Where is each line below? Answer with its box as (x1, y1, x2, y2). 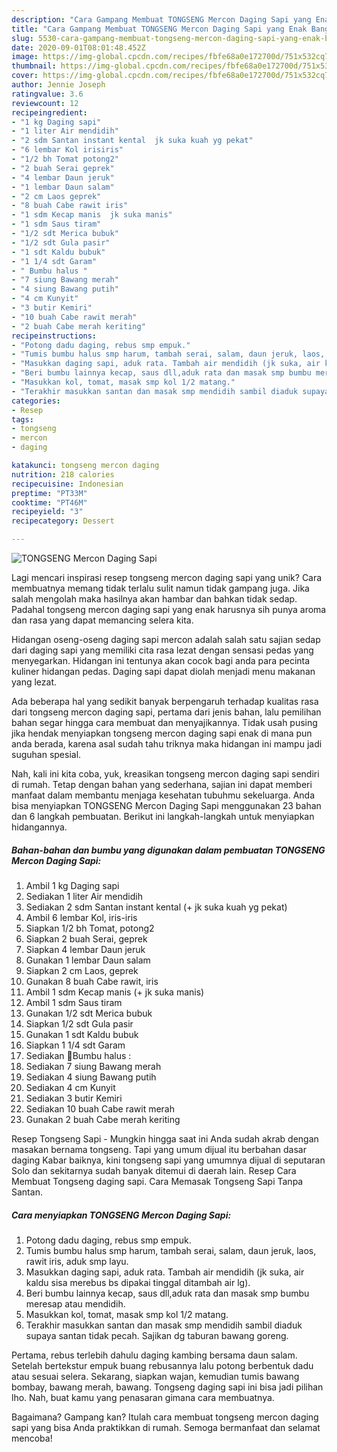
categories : (11, 396, 61, 406)
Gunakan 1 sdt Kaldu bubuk (25, 1028, 139, 1040)
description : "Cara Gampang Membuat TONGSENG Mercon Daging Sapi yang (11, 14, 312, 25)
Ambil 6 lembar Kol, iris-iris (25, 911, 138, 923)
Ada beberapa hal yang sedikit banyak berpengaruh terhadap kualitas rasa (11, 696, 319, 707)
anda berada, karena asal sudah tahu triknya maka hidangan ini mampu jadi (11, 738, 323, 750)
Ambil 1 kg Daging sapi (25, 879, 120, 891)
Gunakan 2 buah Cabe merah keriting (25, 1113, 181, 1125)
